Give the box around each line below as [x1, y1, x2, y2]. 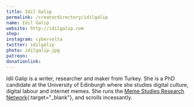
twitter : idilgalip [6, 42, 55, 48]
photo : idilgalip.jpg [6, 48, 60, 53]
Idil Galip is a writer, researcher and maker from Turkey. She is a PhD [6, 75, 175, 82]
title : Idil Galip [6, 8, 52, 15]
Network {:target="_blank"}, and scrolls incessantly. [6, 93, 133, 101]
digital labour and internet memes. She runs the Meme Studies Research [6, 87, 184, 95]
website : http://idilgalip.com [6, 25, 84, 32]
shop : [6, 31, 20, 37]
